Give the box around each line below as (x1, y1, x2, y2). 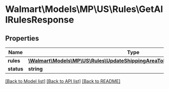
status (8, 65, 24, 72)
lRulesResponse (5, 14, 74, 25)
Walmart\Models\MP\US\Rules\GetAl (5, 3, 163, 15)
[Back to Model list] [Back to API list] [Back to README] (5, 78, 121, 84)
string (28, 65, 43, 72)
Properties (5, 34, 39, 42)
